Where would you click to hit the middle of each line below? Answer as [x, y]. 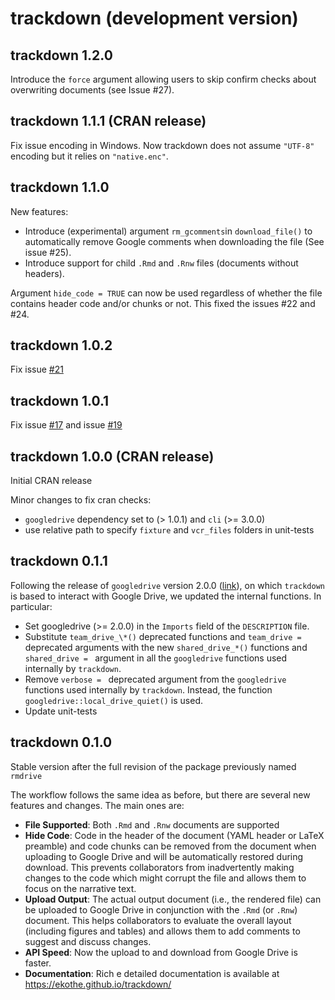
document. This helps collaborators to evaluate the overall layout [158, 920]
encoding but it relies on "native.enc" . [89, 156]
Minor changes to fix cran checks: [81, 500]
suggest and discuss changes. [88, 941]
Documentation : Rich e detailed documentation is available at [152, 973]
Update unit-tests [61, 711]
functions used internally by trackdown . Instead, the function [148, 689]
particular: [31, 606]
